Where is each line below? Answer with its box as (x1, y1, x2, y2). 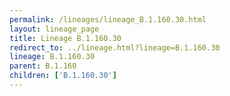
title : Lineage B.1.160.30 (9, 33, 122, 43)
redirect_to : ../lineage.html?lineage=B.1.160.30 (9, 42, 221, 53)
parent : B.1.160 (9, 61, 77, 71)
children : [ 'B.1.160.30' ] (9, 71, 117, 81)
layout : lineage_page (9, 24, 100, 34)
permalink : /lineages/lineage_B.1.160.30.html (9, 14, 207, 25)
